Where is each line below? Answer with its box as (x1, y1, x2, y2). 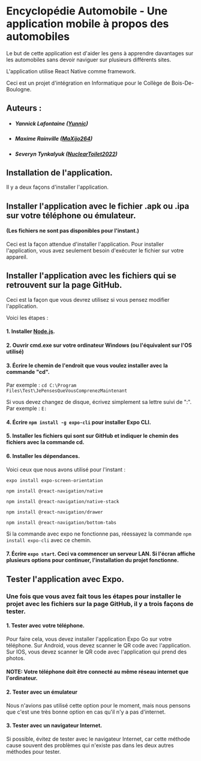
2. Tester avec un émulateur (6, 688, 78, 695)
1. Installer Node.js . (6, 328, 55, 335)
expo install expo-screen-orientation (6, 477, 103, 483)
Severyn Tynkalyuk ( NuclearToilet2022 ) (14, 150, 118, 157)
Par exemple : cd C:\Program (6, 382, 77, 389)
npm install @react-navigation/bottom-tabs (6, 519, 117, 525)
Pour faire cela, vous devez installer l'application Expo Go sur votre (6, 635, 172, 643)
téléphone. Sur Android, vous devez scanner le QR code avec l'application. (6, 641, 191, 649)
